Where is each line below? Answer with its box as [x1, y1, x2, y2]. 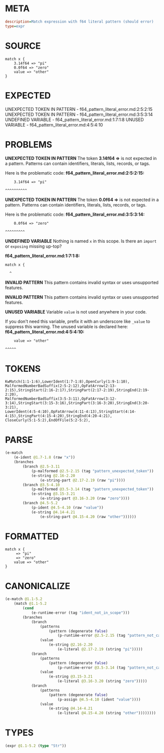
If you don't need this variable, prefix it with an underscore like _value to [5, 318, 150, 324]
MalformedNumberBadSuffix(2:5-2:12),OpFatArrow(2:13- [5, 384, 117, 389]
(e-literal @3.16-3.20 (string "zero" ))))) [57, 679, 147, 684]
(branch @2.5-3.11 [22, 464, 60, 469]
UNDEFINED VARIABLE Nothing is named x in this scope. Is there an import [5, 238, 157, 244]
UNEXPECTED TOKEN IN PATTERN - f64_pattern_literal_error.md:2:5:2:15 [5, 106, 153, 112]
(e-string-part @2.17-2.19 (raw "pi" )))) [40, 478, 125, 483]
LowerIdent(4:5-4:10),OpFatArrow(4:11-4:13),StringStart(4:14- [5, 409, 137, 415]
